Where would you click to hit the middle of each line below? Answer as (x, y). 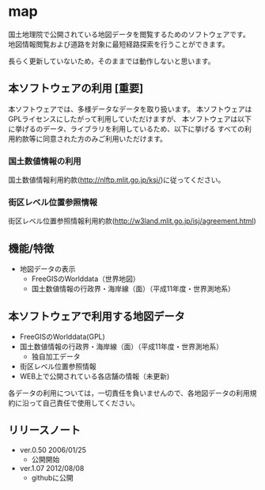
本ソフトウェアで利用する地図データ (97, 316)
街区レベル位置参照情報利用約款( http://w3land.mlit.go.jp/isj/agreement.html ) (132, 221)
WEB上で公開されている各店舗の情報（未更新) (95, 376)
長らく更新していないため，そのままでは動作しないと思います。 (112, 61)
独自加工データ (56, 356)
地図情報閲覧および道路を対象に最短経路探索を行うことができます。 (119, 44)
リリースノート (44, 430)
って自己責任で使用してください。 (84, 403)
